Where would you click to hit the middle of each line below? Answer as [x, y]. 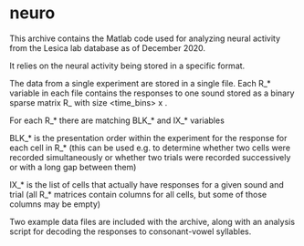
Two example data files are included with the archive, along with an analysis [152, 221]
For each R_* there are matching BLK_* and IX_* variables [117, 120]
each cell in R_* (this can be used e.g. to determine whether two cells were [150, 148]
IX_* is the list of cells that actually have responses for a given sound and [147, 184]
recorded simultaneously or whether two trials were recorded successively [150, 157]
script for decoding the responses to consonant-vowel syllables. [131, 231]
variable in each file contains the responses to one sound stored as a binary [152, 93]
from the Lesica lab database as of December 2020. [108, 47]
